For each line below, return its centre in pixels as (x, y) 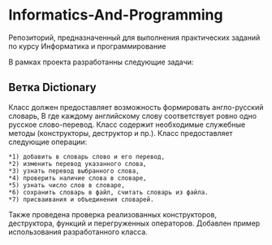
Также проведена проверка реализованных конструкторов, (113, 214)
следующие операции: (48, 142)
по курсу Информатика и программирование (87, 46)
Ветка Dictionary (52, 87)
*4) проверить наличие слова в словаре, (78, 178)
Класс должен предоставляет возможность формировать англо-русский (136, 107)
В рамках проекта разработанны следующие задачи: (101, 62)
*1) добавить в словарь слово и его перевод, (86, 156)
